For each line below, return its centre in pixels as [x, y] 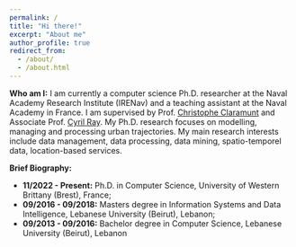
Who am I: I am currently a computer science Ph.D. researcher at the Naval [148, 93]
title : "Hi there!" [46, 26]
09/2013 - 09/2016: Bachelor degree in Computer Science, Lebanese [152, 223]
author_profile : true [50, 43]
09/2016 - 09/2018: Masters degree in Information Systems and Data [152, 204]
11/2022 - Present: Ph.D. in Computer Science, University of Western [151, 185]
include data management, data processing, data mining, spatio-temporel [145, 141]
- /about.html [44, 68]
